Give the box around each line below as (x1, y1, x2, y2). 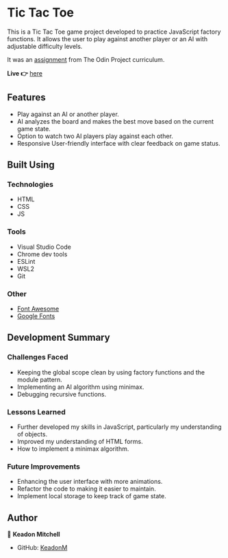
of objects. (16, 430, 48, 438)
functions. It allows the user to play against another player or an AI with (7, 34, 207, 43)
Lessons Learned (7, 407, 66, 416)
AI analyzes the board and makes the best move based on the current (16, 117, 214, 125)
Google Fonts (16, 312, 55, 320)
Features (7, 91, 46, 104)
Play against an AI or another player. (16, 110, 120, 118)
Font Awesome (16, 304, 60, 313)
